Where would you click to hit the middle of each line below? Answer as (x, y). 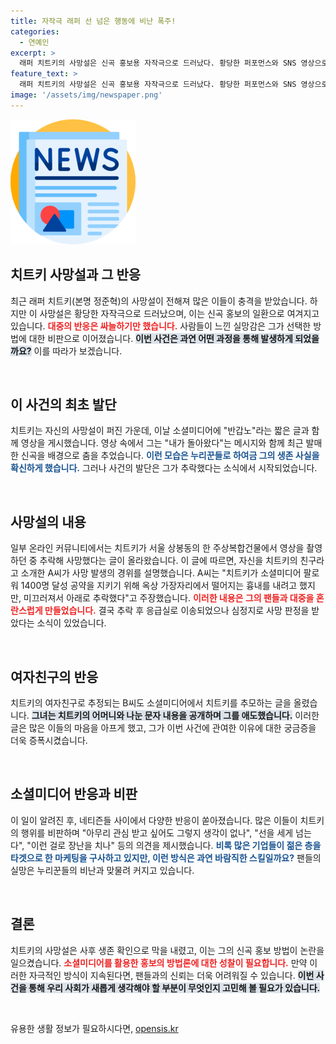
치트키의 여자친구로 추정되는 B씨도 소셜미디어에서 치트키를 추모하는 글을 (151, 703)
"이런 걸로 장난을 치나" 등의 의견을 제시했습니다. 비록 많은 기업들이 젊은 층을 (174, 845)
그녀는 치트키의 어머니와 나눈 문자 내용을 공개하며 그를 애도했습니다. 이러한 (175, 715)
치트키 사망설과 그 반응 (76, 275)
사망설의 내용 (48, 521)
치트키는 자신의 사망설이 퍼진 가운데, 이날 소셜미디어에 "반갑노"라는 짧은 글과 (160, 431)
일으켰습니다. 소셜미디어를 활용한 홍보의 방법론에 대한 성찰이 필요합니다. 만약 (159, 962)
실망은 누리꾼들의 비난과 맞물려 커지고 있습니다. (102, 870)
